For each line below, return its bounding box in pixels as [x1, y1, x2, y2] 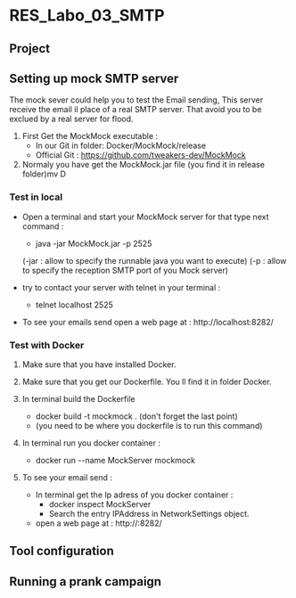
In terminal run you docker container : [21, 438, 160, 448]
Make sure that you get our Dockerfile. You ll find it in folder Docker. [21, 376, 272, 387]
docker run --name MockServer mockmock [35, 455, 196, 465]
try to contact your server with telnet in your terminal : [21, 282, 221, 292]
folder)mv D [21, 168, 67, 179]
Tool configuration [9, 544, 114, 559]
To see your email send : [21, 471, 113, 482]
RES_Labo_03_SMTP [9, 5, 165, 26]
